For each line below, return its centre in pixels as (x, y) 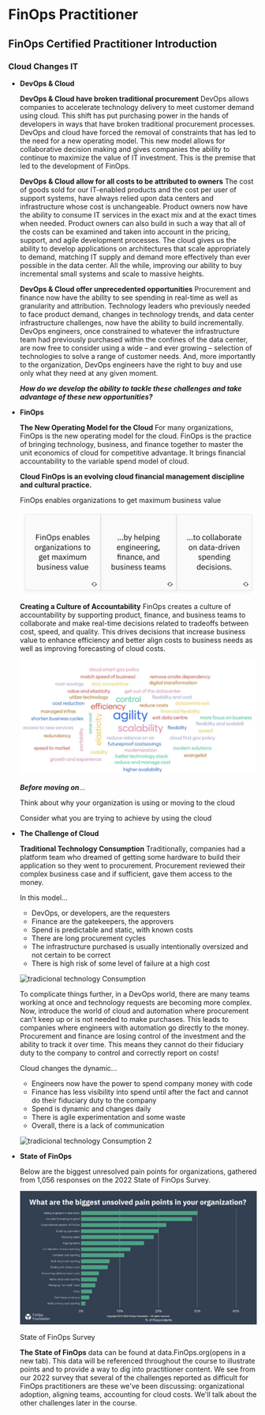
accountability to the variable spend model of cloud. (104, 461)
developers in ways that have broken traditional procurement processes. (137, 123)
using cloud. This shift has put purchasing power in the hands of (124, 115)
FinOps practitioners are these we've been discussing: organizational (132, 1386)
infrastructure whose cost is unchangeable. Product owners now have (134, 206)
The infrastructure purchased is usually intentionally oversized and (140, 947)
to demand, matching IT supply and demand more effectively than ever (135, 257)
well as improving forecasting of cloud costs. (92, 648)
